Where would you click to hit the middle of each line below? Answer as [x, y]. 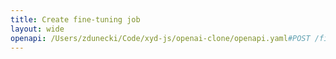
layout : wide [37, 29]
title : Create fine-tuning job [75, 19]
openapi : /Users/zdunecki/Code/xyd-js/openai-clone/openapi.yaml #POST [160, 38]
